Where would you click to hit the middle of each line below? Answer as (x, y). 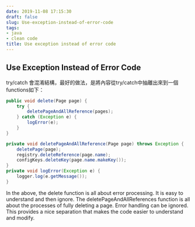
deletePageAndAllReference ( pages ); (70, 111)
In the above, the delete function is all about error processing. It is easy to (95, 193)
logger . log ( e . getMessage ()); (52, 177)
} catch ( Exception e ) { (47, 117)
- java (14, 33)
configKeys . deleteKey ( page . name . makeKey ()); (72, 160)
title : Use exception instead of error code (61, 44)
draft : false (22, 17)
